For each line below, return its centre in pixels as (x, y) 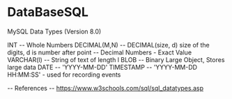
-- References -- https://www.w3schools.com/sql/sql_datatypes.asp (106, 88)
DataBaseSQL (48, 12)
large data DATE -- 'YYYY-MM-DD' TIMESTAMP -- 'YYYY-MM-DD (102, 67)
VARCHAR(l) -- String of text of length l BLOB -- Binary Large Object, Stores (116, 59)
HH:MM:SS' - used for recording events (64, 75)
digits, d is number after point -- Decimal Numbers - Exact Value (100, 52)
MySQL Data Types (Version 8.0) (54, 31)
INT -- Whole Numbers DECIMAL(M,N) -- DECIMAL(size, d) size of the (109, 45)
